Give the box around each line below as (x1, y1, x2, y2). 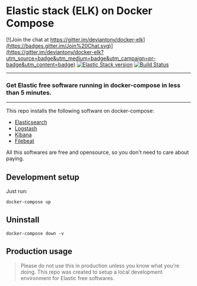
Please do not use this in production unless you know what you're (20, 262, 180, 269)
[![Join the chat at (6, 36, 49, 43)
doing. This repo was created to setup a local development (20, 268, 163, 275)
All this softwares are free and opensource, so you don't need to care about (6, 149, 189, 156)
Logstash (14, 125, 38, 132)
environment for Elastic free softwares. (20, 274, 115, 281)
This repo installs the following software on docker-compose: (6, 107, 154, 115)
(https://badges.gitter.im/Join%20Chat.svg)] (6, 42, 113, 49)
